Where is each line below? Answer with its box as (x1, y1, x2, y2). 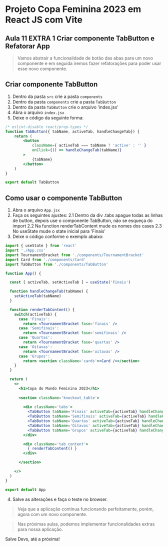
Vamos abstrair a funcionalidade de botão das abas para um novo (17, 55, 153, 61)
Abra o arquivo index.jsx (12, 109, 64, 115)
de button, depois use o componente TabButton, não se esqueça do (12, 217, 153, 223)
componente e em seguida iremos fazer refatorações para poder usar (17, 60, 161, 66)
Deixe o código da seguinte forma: (12, 114, 84, 120)
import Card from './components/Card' (5, 257, 86, 262)
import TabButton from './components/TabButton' (5, 261, 108, 267)
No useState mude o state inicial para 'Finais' (12, 228, 106, 234)
